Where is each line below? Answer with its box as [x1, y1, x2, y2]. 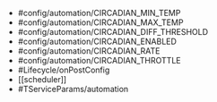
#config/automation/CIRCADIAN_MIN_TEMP [17, 8, 181, 18]
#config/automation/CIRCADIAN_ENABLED [17, 36, 178, 47]
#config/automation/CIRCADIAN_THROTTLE [17, 55, 181, 65]
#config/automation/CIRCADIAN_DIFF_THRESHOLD [17, 27, 209, 37]
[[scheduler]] [17, 74, 67, 84]
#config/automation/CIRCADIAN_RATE [17, 46, 161, 56]
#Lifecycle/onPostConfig [17, 64, 110, 75]
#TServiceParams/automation [17, 84, 129, 94]
